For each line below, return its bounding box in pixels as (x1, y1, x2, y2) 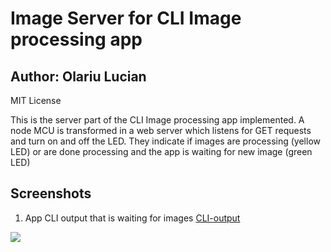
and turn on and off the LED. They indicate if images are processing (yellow (10, 135, 321, 147)
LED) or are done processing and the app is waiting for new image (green (10, 146, 313, 157)
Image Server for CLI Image (10, 7, 242, 30)
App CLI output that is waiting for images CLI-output (24, 212, 241, 224)
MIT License (10, 95, 62, 106)
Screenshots (10, 185, 92, 202)
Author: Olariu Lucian (10, 68, 147, 85)
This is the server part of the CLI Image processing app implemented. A (10, 114, 305, 126)
